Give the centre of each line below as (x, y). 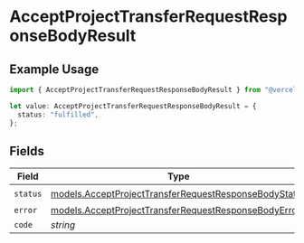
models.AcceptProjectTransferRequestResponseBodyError (176, 210)
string (63, 225)
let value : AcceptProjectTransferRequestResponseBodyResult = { (133, 106)
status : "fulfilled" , (58, 115)
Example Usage (54, 69)
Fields (27, 151)
